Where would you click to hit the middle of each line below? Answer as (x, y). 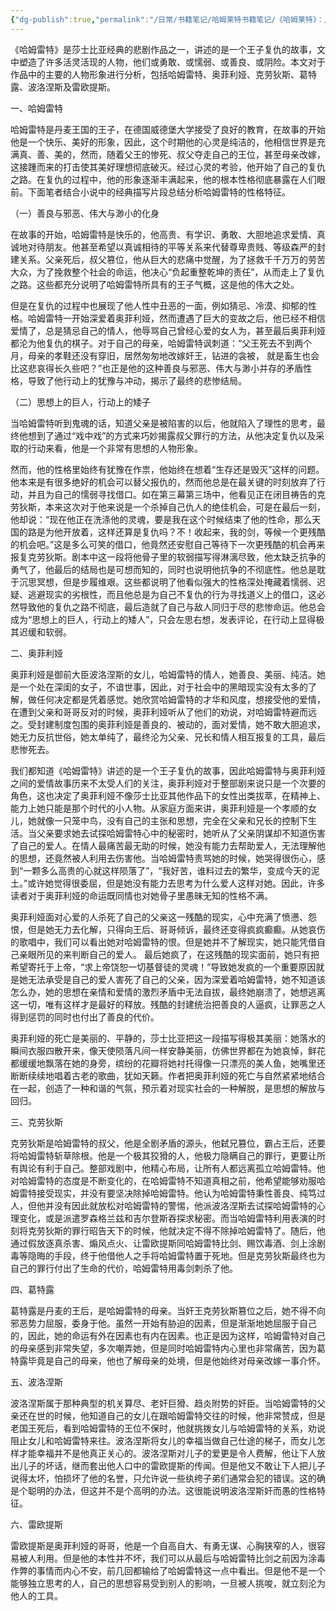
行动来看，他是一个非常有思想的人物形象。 (115, 448)
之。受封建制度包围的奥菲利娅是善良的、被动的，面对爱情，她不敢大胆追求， (168, 724)
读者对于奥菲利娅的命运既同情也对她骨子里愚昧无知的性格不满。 (141, 895)
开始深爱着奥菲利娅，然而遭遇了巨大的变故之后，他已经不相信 (198, 318)
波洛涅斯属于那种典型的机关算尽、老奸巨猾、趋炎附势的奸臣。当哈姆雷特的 (163, 1403)
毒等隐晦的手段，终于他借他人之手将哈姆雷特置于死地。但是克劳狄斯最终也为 (168, 1255)
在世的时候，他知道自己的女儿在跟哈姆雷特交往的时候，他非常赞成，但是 (176, 1415)
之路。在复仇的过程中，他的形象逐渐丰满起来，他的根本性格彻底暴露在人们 (163, 179)
